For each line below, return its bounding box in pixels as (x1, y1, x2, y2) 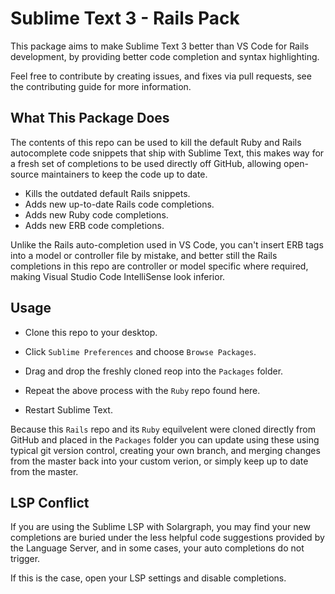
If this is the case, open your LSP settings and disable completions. (10, 572, 287, 584)
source (10, 168, 40, 180)
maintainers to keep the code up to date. (41, 168, 208, 180)
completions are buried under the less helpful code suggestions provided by (10, 532, 325, 544)
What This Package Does (10, 110, 170, 127)
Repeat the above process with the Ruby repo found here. (24, 384, 261, 396)
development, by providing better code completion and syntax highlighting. (10, 50, 320, 62)
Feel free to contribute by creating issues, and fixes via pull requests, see (10, 70, 312, 82)
